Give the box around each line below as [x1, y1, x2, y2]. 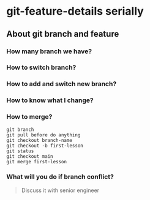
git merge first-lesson [6, 158, 67, 165]
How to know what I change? [6, 96, 94, 105]
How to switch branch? [6, 63, 77, 72]
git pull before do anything [6, 131, 81, 138]
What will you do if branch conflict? [6, 172, 114, 181]
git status [6, 148, 34, 154]
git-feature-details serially [6, 4, 144, 18]
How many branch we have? [6, 47, 92, 56]
